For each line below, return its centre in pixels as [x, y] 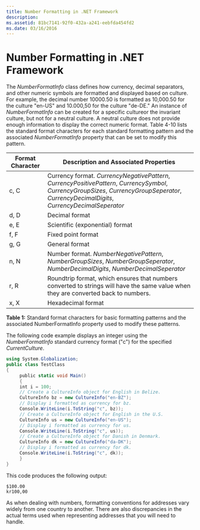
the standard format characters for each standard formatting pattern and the [100, 131]
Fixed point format [73, 234]
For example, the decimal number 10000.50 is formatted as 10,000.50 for [96, 99]
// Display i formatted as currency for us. [76, 425]
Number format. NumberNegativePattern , [105, 254]
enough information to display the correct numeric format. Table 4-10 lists [97, 125]
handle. [15, 522]
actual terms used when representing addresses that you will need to [91, 515]
